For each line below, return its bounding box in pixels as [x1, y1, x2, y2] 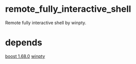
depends [5, 37, 43, 48]
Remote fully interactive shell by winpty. [5, 20, 87, 26]
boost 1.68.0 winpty [5, 53, 45, 59]
